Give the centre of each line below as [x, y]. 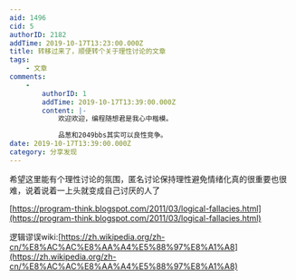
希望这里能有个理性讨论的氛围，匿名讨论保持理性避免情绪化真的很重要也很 [148, 179]
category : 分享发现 [43, 152]
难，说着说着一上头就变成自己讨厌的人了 [85, 190]
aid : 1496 [28, 18]
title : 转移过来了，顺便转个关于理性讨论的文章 [88, 52]
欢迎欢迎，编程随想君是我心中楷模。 [115, 119]
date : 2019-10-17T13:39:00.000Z [70, 144]
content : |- [65, 111]
